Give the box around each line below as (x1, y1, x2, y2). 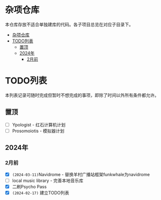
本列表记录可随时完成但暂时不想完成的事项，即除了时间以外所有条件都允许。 (5, 92, 159, 98)
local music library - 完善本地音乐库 (12, 178, 84, 183)
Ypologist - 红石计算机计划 (12, 121, 66, 127)
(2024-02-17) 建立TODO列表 (12, 190, 69, 196)
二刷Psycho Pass (12, 183, 47, 189)
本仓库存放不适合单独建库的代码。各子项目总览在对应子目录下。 (5, 21, 133, 27)
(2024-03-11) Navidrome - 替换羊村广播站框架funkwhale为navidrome (12, 171, 150, 177)
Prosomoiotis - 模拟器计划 (12, 128, 65, 134)
